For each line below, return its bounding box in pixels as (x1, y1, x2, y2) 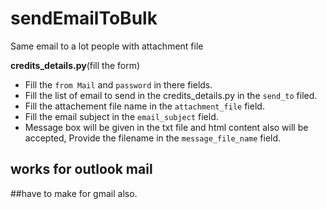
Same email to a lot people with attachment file (10, 40, 204, 52)
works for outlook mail (10, 161, 153, 178)
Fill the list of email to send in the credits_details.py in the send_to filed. (24, 89, 318, 101)
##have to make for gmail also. (10, 187, 138, 199)
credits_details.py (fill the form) (10, 59, 141, 71)
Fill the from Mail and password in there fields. (24, 78, 213, 91)
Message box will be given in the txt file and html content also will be (24, 121, 309, 133)
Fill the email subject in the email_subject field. (24, 110, 219, 122)
